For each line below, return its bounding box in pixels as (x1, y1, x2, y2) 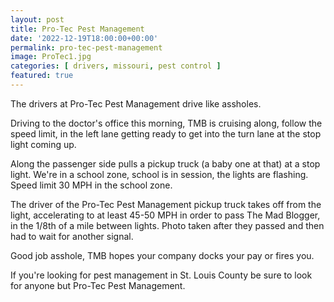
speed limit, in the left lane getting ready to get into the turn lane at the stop (10, 127, 322, 140)
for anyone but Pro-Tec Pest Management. (10, 279, 186, 291)
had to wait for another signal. (10, 230, 134, 242)
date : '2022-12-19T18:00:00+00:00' (10, 33, 159, 43)
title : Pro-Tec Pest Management (10, 24, 145, 34)
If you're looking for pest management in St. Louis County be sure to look (10, 269, 313, 281)
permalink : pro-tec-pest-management (10, 42, 163, 53)
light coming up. (10, 138, 77, 150)
